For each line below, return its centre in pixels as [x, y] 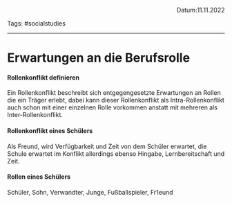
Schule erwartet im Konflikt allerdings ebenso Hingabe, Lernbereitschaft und [116, 153]
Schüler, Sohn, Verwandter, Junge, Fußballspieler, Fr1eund [90, 192]
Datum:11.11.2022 [201, 10]
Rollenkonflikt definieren [43, 77]
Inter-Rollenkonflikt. [35, 115]
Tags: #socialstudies [36, 23]
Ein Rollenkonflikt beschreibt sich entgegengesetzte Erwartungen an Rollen [114, 93]
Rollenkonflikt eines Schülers [50, 130]
